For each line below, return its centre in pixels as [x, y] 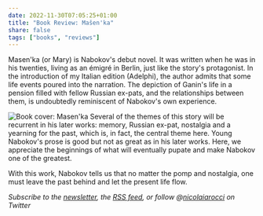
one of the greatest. [40, 159]
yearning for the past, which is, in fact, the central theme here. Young [120, 134]
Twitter [20, 206]
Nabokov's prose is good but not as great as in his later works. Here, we [125, 141]
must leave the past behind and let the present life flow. [98, 182]
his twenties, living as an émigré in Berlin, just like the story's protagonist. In [131, 68]
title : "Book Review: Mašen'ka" [61, 23]
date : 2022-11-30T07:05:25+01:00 [63, 15]
